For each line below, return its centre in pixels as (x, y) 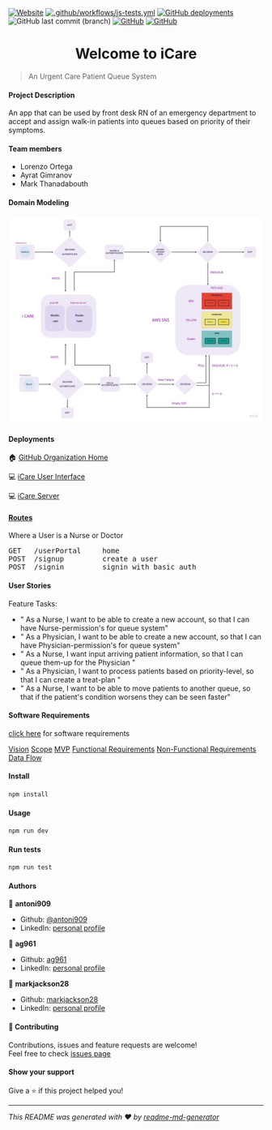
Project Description (42, 95)
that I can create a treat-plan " (70, 679)
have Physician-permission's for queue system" (100, 645)
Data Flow (25, 757)
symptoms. (27, 131)
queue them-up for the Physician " (78, 662)
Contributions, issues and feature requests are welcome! (103, 1045)
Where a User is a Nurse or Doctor (66, 536)
